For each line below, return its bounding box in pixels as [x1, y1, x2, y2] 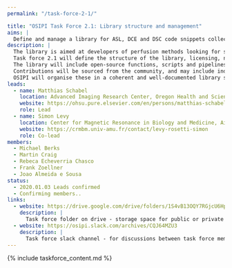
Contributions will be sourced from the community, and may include [13, 67, 215, 75]
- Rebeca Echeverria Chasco [13, 158, 95, 165]
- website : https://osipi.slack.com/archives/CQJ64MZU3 [13, 222, 177, 229]
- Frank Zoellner [13, 164, 64, 171]
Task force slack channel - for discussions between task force [25, 235, 215, 242]
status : [7, 177, 30, 184]
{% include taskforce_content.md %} [7, 254, 113, 262]
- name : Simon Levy [13, 113, 70, 120]
